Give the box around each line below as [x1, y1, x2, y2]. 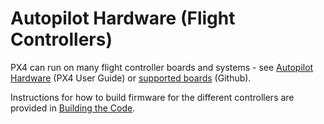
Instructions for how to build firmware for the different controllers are [10, 91, 295, 103]
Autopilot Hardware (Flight [10, 7, 236, 30]
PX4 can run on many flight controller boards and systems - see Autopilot [10, 61, 314, 73]
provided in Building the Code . [10, 102, 136, 114]
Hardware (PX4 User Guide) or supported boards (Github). [10, 72, 252, 84]
